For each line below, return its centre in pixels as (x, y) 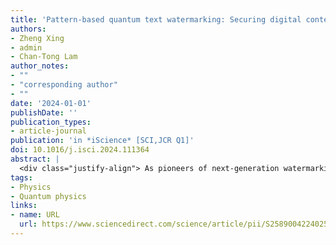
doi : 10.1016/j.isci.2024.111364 (80, 150)
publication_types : (51, 122)
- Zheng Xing (37, 38)
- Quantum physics (48, 196)
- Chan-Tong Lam (44, 57)
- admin (26, 47)
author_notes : (40, 66)
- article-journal (48, 131)
